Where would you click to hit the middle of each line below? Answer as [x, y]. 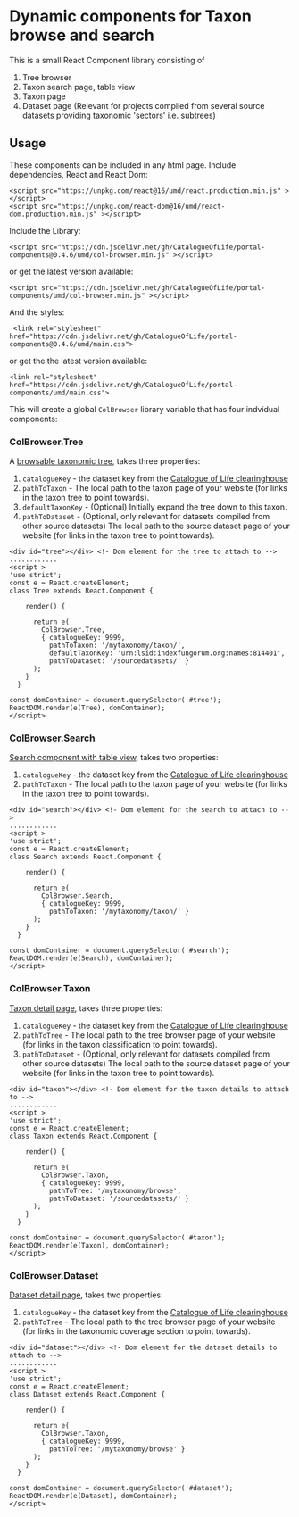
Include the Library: [45, 230]
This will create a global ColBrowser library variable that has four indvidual [145, 409]
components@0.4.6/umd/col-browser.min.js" [89, 255]
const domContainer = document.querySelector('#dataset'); [121, 1488]
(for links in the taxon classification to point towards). [120, 1044]
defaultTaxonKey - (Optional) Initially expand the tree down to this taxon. [154, 507]
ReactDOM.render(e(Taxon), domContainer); [89, 1245]
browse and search [82, 35]
